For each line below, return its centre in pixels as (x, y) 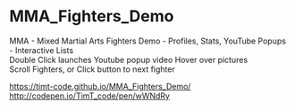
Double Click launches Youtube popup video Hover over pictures (129, 59)
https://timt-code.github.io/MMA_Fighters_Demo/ (100, 86)
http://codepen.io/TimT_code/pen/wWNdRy (89, 96)
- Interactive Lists (42, 50)
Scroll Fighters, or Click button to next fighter (93, 69)
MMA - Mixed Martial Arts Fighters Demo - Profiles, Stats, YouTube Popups (147, 41)
